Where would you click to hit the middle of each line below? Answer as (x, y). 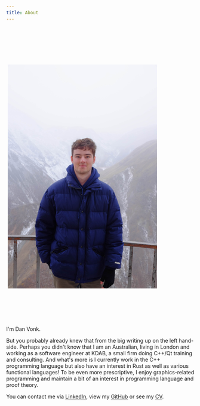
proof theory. (22, 385)
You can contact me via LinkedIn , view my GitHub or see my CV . (85, 396)
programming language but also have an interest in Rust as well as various (98, 366)
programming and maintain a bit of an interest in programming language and (100, 379)
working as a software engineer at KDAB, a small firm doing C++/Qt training (99, 353)
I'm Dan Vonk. (23, 329)
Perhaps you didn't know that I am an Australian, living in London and (104, 347)
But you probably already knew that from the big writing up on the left (92, 340)
